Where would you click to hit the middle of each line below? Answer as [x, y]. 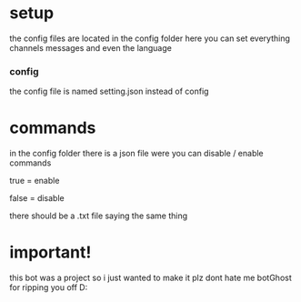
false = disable [37, 198]
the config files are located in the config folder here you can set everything [150, 38]
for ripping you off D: [49, 287]
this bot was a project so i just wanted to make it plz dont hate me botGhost [151, 278]
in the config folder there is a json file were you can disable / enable [136, 154]
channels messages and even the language [91, 47]
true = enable [35, 181]
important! [50, 252]
